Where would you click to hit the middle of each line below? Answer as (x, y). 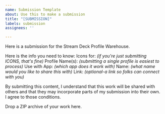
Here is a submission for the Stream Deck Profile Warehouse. (68, 46)
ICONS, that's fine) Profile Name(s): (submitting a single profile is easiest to (82, 61)
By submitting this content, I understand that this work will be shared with (80, 86)
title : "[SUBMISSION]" (28, 19)
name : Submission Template (33, 10)
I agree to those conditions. (33, 97)
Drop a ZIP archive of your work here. (43, 107)
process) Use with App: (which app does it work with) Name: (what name (80, 67)
